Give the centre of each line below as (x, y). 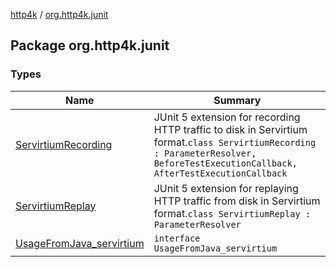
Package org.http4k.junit (90, 45)
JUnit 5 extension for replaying (226, 188)
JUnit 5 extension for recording (227, 117)
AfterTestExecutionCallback (220, 173)
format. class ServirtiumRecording (235, 142)
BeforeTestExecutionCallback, (225, 163)
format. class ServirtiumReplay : (232, 213)
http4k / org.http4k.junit (59, 14)
